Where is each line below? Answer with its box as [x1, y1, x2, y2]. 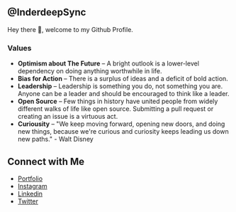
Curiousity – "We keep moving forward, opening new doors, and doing [17, 120, 225, 128]
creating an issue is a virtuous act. [17, 112, 118, 121]
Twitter [17, 196, 39, 206]
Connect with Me [7, 155, 85, 167]
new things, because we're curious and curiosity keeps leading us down [17, 127, 229, 136]
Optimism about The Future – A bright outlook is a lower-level [17, 59, 200, 68]
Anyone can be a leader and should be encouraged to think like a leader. [17, 90, 230, 98]
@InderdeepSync [7, 6, 86, 18]
